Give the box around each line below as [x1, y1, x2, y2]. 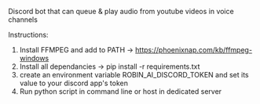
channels [8, 15, 38, 24]
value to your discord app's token [19, 78, 128, 88]
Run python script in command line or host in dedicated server [19, 87, 222, 96]
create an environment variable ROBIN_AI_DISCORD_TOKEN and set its [19, 70, 249, 79]
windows [19, 54, 49, 63]
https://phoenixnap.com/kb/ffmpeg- [134, 45, 253, 54]
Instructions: [8, 30, 49, 39]
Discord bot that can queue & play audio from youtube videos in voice [8, 7, 234, 16]
